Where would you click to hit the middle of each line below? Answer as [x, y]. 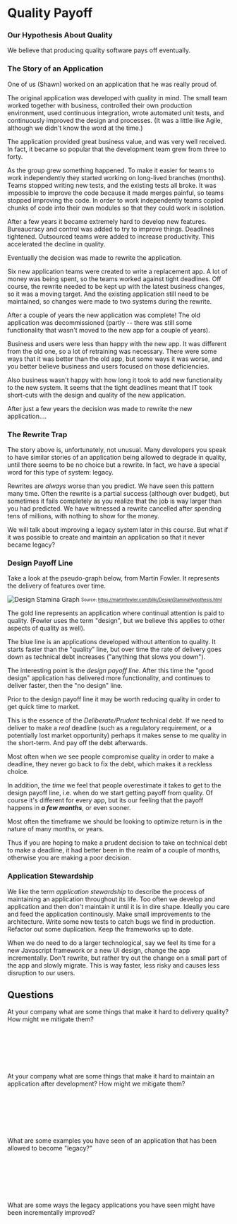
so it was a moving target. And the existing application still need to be [108, 294]
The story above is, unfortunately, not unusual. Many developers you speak [117, 450]
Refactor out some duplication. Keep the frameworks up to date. [101, 929]
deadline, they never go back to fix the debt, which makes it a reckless [110, 764]
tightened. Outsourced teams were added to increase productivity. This [111, 236]
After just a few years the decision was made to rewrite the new [100, 408]
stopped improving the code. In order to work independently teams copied [115, 200]
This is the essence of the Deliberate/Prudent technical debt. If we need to [116, 720]
